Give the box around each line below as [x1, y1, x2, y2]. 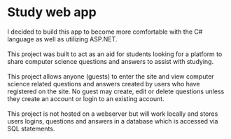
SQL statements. [7, 124, 55, 133]
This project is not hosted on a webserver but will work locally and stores [7, 110, 218, 118]
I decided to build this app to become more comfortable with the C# [7, 27, 203, 36]
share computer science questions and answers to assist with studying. [7, 57, 214, 65]
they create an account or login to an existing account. [7, 94, 164, 102]
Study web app [7, 4, 97, 20]
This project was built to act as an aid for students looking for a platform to [7, 50, 223, 58]
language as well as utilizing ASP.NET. [7, 34, 118, 43]
